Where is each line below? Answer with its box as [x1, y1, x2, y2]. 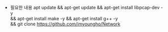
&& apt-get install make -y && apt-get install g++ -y [10, 16, 118, 21]
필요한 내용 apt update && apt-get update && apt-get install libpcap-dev [10, 5, 160, 10]
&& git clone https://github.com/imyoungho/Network [10, 21, 121, 27]
